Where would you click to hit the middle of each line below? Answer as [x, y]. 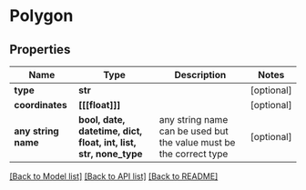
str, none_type [111, 154]
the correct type [194, 154]
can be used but [194, 131]
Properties [40, 50]
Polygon [41, 16]
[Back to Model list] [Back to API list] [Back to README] [114, 176]
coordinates [41, 105]
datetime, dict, [111, 131]
